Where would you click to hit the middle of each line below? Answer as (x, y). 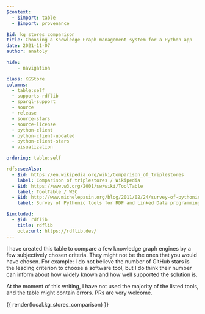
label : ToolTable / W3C (48, 192)
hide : (13, 62)
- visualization (32, 147)
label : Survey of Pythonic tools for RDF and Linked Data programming (109, 203)
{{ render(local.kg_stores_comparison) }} (58, 304)
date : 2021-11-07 (28, 46)
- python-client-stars (41, 141)
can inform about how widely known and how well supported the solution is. (102, 274)
